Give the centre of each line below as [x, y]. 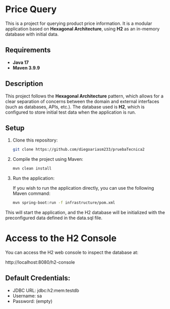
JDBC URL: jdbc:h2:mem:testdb [46, 290]
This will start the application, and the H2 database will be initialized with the [85, 212]
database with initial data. [32, 34]
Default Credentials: [38, 278]
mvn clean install [32, 168]
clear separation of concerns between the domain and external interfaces [82, 101]
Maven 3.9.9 [26, 67]
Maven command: [31, 193]
